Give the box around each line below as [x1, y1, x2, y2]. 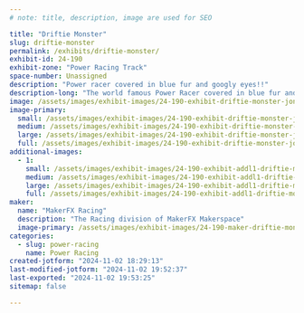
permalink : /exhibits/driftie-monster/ [9, 46, 160, 55]
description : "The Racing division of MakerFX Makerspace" [17, 214, 245, 223]
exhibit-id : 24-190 [9, 55, 83, 64]
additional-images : [9, 147, 83, 156]
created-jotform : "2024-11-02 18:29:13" [9, 257, 165, 266]
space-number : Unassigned [9, 71, 107, 81]
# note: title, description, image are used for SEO [9, 13, 213, 23]
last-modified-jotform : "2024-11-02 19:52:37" [9, 265, 188, 274]
